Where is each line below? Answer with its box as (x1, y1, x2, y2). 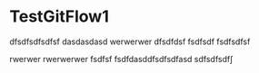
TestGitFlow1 (9, 6, 109, 27)
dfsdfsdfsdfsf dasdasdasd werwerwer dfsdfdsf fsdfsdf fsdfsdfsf (9, 36, 251, 47)
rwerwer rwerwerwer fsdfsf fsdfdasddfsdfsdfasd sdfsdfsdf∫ (9, 53, 234, 64)
